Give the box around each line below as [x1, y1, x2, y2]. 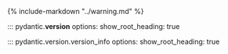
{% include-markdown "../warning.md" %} [7, 7, 144, 16]
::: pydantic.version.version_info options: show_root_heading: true [7, 37, 220, 46]
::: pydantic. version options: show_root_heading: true [7, 22, 180, 31]
